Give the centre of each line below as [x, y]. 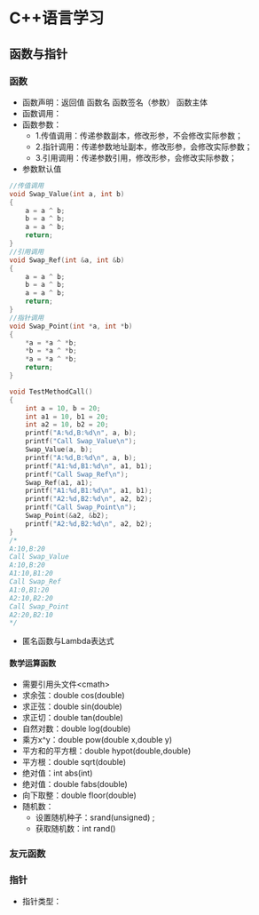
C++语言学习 [57, 18]
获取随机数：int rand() [75, 829]
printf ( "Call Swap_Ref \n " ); [77, 474]
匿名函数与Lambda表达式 [68, 641]
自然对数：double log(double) [76, 728]
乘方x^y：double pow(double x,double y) [97, 740]
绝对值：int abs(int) [57, 773]
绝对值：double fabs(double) [75, 784]
